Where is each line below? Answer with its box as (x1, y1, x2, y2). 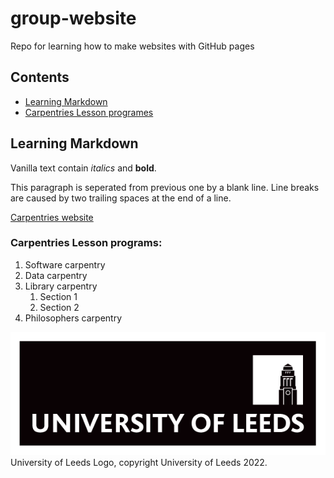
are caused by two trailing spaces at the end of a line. (10, 192, 232, 204)
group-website (10, 7, 137, 30)
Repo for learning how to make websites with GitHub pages (10, 40, 255, 52)
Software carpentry (24, 258, 106, 271)
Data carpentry (24, 269, 88, 281)
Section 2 (39, 301, 80, 313)
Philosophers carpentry (24, 312, 123, 324)
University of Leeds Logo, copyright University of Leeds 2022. (10, 457, 268, 468)
